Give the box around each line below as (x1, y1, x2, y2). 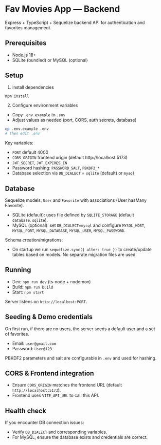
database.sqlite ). (12, 217, 48, 223)
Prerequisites (5, 39, 47, 47)
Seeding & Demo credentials (5, 313, 93, 321)
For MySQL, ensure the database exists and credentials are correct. (12, 434, 148, 440)
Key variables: (5, 140, 34, 146)
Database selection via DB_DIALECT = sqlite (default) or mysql (12, 170, 135, 176)
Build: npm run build (12, 284, 54, 290)
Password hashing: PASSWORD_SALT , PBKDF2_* (12, 165, 100, 171)
